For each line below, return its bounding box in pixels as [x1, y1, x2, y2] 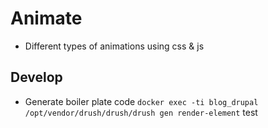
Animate [10, 7, 83, 30]
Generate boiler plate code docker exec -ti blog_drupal [24, 95, 259, 107]
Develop [10, 69, 63, 86]
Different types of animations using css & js [24, 40, 205, 52]
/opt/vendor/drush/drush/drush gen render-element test [24, 106, 258, 118]
